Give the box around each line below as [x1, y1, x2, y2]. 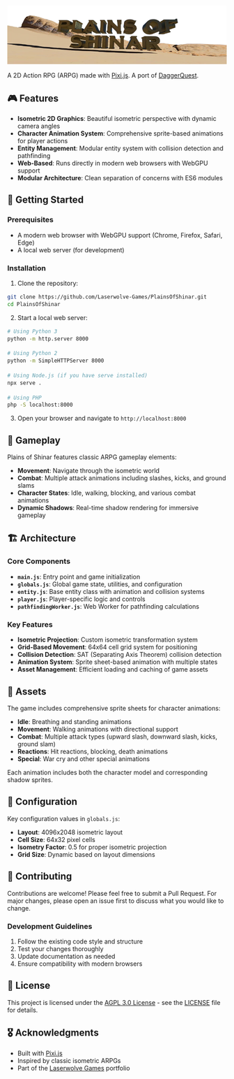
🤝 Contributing [7, 871, 72, 883]
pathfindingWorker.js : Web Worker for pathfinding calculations [17, 602, 200, 610]
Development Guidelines [7, 921, 93, 931]
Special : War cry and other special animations [17, 754, 150, 763]
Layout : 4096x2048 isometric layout [17, 827, 123, 837]
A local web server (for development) [17, 245, 125, 254]
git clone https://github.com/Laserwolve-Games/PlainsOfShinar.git [7, 293, 208, 300]
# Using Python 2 [7, 350, 58, 357]
